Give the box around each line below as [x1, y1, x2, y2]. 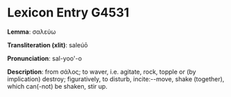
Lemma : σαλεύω [7, 28, 56, 36]
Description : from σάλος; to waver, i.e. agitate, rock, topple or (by [7, 67, 196, 76]
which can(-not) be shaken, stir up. [7, 82, 108, 90]
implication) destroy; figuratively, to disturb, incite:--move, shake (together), [7, 74, 225, 83]
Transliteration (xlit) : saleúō [7, 41, 88, 49]
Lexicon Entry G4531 [7, 5, 130, 21]
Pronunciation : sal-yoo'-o [7, 54, 82, 63]
